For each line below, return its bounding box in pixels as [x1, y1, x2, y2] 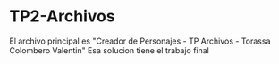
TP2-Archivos [9, 6, 115, 27]
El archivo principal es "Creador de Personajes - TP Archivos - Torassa [9, 36, 271, 46]
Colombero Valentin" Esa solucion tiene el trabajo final [9, 44, 210, 55]
